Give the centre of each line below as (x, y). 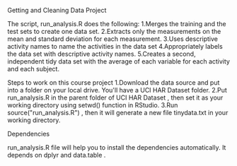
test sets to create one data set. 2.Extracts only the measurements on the (114, 31)
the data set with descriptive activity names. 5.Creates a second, (102, 54)
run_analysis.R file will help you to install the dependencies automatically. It (117, 147)
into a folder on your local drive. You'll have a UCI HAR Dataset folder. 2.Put (117, 90)
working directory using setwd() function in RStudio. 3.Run (93, 105)
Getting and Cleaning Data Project (57, 10)
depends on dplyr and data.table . (57, 155)
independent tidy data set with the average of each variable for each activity (118, 61)
